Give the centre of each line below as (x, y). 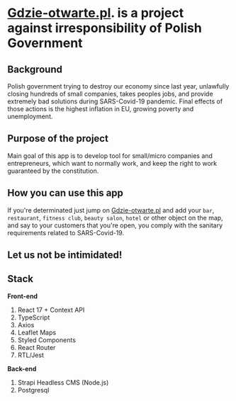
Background (35, 69)
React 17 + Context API (51, 310)
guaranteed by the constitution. (53, 171)
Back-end (22, 368)
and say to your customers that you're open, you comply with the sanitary (115, 225)
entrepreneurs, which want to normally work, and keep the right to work (112, 163)
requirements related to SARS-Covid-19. (66, 232)
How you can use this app (66, 193)
